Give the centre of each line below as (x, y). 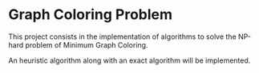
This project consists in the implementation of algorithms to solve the (122, 36)
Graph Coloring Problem (91, 15)
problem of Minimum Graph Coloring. (87, 44)
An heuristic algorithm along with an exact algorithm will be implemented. (129, 60)
